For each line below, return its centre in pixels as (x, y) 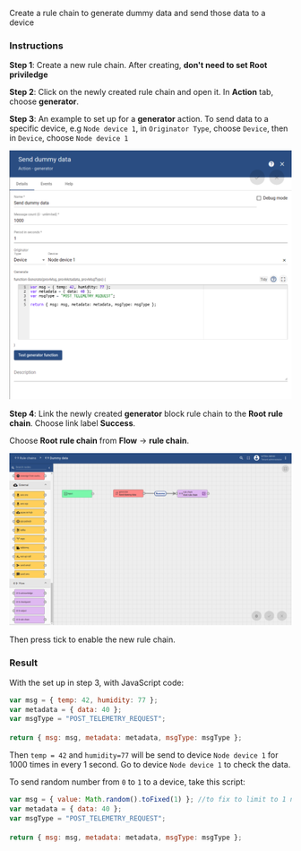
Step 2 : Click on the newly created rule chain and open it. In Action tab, (142, 92)
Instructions (37, 46)
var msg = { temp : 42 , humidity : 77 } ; (84, 700)
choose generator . (44, 101)
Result (24, 663)
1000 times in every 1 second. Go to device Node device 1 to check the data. (150, 765)
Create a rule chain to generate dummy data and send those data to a (138, 13)
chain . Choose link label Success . (73, 423)
